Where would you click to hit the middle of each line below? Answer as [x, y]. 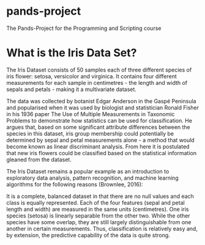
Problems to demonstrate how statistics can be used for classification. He [99, 120]
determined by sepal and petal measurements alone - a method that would [100, 140]
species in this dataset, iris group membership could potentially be [90, 133]
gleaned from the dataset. [39, 159]
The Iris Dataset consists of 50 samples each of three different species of [99, 70]
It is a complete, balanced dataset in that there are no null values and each [100, 196]
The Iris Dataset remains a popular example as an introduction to [88, 171]
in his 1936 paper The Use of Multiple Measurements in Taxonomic [91, 114]
